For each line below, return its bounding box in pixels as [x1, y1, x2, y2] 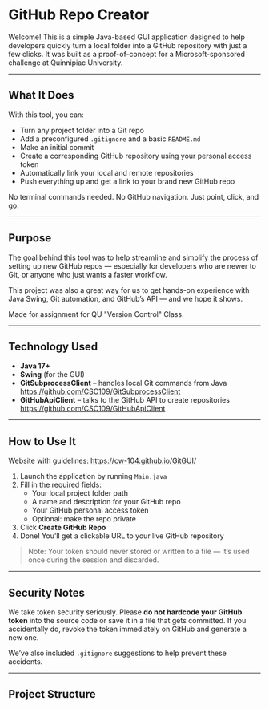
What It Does [8, 88, 74, 102]
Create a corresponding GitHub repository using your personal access [19, 151, 252, 160]
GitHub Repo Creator [8, 6, 150, 24]
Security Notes [8, 585, 86, 599]
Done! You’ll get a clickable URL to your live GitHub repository [19, 531, 224, 541]
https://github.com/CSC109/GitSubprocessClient [19, 387, 181, 396]
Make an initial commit [19, 142, 94, 152]
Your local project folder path [31, 488, 129, 498]
